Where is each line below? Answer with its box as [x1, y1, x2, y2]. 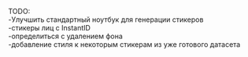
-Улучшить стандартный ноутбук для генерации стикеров [8, 15, 204, 24]
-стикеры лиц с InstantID [8, 23, 91, 32]
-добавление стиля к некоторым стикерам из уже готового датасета [8, 40, 241, 49]
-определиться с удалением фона [8, 31, 124, 41]
